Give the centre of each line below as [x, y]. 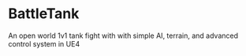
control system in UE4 [44, 43]
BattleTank [44, 14]
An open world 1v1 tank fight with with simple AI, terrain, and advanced [123, 35]
